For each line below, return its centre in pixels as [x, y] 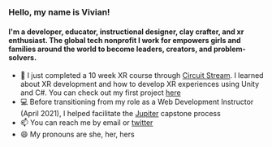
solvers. [23, 57]
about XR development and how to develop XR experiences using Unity [140, 84]
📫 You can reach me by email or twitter [86, 123]
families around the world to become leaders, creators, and [110, 49]
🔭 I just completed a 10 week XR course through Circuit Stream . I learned [142, 76]
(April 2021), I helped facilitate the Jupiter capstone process [120, 114]
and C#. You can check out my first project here [100, 93]
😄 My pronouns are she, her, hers [78, 134]
